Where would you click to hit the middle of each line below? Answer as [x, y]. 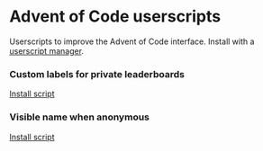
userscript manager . [46, 50]
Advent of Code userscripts [115, 17]
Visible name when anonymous [80, 117]
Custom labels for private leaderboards [97, 74]
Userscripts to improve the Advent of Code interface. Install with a [132, 41]
